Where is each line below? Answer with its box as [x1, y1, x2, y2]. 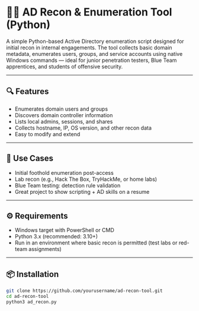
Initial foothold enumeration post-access [14, 169, 114, 176]
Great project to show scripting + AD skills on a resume [14, 188, 150, 195]
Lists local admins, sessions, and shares [14, 118, 113, 125]
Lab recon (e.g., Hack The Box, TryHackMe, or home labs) [14, 175, 158, 183]
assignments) [28, 246, 62, 253]
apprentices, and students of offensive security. [6, 62, 123, 70]
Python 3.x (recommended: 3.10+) [14, 233, 98, 240]
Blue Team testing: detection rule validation [14, 181, 121, 189]
